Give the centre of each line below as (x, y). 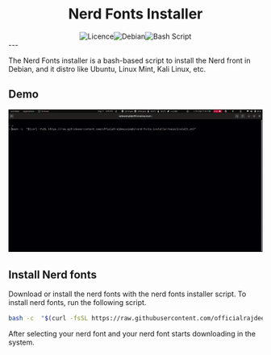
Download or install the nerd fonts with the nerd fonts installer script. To (127, 294)
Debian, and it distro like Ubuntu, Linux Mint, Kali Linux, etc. (107, 68)
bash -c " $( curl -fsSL (48, 319)
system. (21, 342)
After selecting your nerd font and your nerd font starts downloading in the (132, 333)
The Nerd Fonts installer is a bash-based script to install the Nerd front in (129, 60)
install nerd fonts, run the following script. (77, 303)
